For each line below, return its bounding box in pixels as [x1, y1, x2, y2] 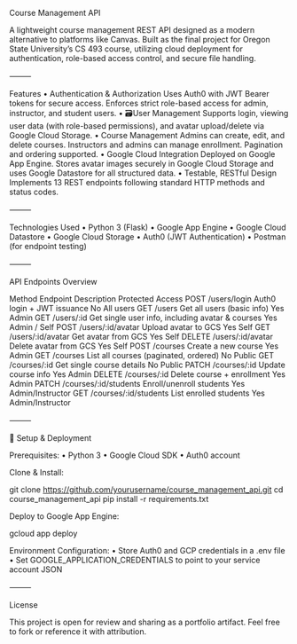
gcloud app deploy [9, 528, 78, 538]
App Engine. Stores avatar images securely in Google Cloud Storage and [9, 159, 275, 169]
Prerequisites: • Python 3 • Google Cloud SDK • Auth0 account [9, 450, 241, 460]
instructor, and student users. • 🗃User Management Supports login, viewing [9, 108, 289, 118]
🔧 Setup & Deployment [9, 433, 92, 443]
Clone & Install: [9, 467, 65, 477]
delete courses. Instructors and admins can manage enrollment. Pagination [9, 139, 284, 150]
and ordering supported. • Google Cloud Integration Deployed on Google [9, 149, 276, 159]
